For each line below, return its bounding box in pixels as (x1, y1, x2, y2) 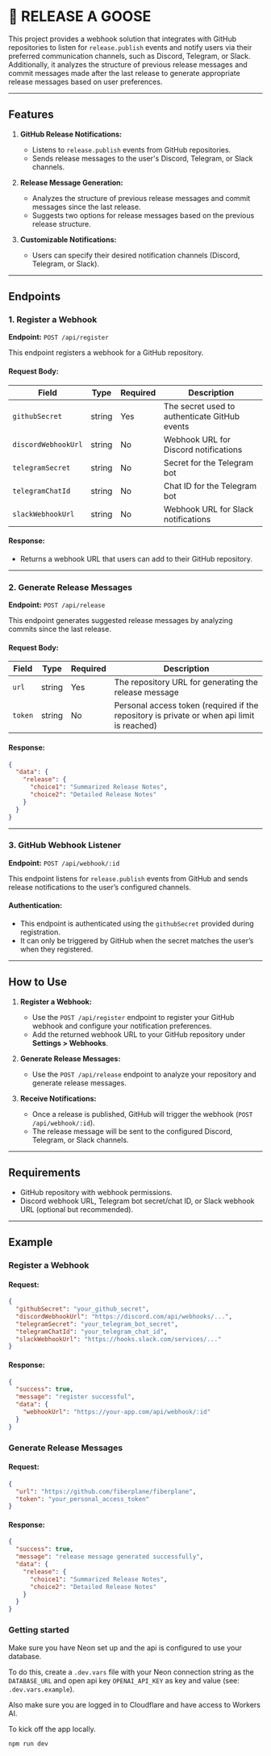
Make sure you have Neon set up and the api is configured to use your (8, 1642, 242, 1653)
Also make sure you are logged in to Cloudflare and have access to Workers (8, 1700, 261, 1709)
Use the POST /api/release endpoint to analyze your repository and (31, 1069, 256, 1079)
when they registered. (19, 944, 94, 955)
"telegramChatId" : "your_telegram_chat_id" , (15, 1327, 168, 1336)
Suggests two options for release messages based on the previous (31, 210, 255, 220)
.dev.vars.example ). (8, 1684, 75, 1694)
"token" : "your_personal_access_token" (15, 1495, 150, 1503)
